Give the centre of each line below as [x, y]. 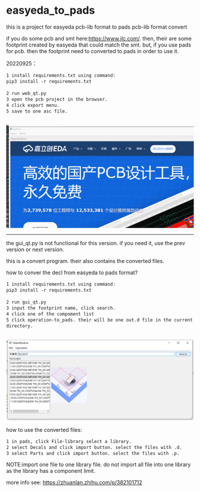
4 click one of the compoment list [50, 314]
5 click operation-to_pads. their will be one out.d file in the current [100, 320]
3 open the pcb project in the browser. [57, 99]
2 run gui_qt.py [26, 302]
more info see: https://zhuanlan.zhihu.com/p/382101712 [74, 482]
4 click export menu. [33, 105]
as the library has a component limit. [51, 471]
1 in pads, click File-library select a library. [69, 441]
